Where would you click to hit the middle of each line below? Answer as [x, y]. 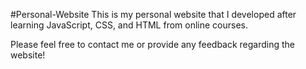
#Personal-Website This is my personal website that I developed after [153, 14]
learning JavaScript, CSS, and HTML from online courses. [129, 25]
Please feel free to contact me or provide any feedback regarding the [153, 44]
